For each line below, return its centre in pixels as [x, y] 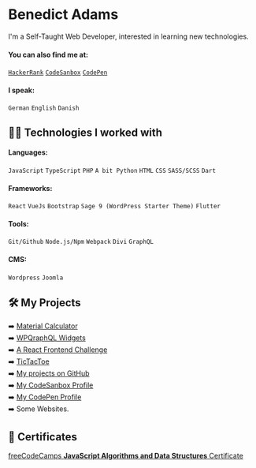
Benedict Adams [63, 15]
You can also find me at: [48, 54]
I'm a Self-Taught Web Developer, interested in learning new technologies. [129, 36]
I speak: [22, 90]
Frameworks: [30, 188]
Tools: [19, 223]
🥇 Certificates [43, 437]
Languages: [28, 152]
